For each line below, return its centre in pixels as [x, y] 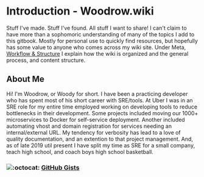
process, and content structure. [46, 60]
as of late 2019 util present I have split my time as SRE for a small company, [101, 145]
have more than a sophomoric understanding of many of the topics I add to [100, 34]
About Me [25, 79]
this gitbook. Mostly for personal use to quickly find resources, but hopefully [102, 41]
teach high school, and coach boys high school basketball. [80, 152]
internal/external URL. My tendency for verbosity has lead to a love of [93, 132]
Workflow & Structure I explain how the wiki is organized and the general [97, 53]
